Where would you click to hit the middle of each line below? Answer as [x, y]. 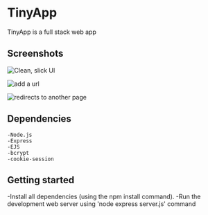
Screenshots [35, 54]
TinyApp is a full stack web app [52, 32]
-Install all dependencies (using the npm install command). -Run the [104, 197]
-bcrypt [18, 153]
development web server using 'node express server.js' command [102, 204]
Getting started [41, 180]
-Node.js [20, 135]
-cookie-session [31, 159]
